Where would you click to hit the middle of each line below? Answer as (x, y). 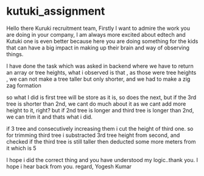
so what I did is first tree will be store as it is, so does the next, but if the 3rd (101, 97)
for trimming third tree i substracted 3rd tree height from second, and (93, 135)
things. (15, 54)
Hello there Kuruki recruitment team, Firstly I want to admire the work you (98, 28)
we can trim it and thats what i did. (50, 117)
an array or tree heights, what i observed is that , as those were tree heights (101, 72)
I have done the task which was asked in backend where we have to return (100, 66)
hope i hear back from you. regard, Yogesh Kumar (69, 166)
